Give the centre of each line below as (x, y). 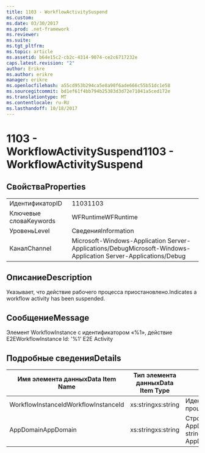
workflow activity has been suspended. (56, 299)
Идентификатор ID (36, 203)
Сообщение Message (48, 318)
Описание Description (49, 277)
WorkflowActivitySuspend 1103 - (90, 152)
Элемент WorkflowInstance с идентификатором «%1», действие (89, 332)
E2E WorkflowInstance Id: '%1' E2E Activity (60, 339)
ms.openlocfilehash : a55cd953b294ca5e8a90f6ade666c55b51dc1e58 (88, 86)
